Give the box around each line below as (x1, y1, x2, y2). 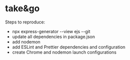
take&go (5, 3, 40, 14)
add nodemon (12, 39, 41, 44)
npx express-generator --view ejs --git (12, 28, 90, 34)
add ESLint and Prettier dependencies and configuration (12, 44, 126, 50)
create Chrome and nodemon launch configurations (12, 49, 117, 55)
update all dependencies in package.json (12, 34, 95, 40)
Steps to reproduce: (5, 19, 45, 25)
